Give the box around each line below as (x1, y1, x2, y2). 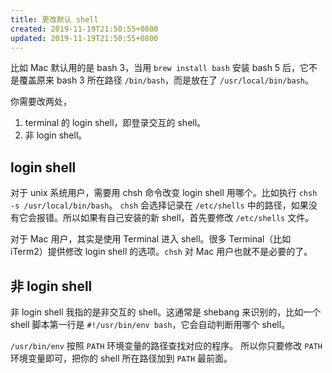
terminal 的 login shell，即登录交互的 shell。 (24, 117, 207, 129)
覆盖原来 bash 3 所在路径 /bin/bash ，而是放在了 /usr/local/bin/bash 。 (18, 74, 315, 86)
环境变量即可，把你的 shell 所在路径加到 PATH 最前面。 (10, 352, 233, 364)
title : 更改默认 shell (10, 14, 99, 25)
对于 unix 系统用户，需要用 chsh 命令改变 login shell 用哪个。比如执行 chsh (10, 187, 318, 199)
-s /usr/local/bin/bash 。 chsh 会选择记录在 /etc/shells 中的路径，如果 (10, 199, 309, 211)
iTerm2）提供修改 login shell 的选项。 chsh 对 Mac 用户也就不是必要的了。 (10, 246, 313, 258)
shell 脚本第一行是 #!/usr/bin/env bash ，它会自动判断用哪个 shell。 (10, 319, 291, 330)
